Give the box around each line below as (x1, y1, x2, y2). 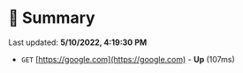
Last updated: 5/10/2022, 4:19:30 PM (8, 37, 148, 47)
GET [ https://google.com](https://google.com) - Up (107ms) (20, 54, 235, 64)
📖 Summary (8, 8, 95, 28)
